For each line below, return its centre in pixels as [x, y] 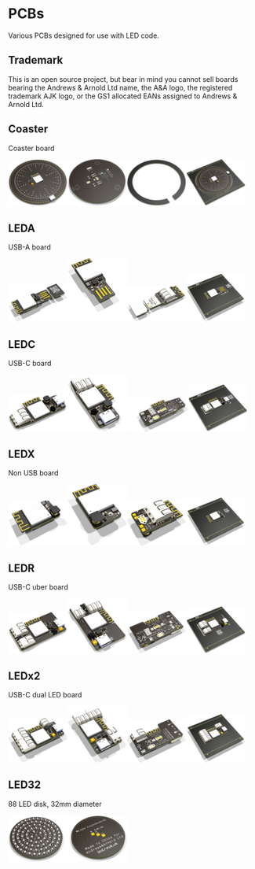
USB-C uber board [38, 587]
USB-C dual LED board [45, 695]
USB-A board [29, 247]
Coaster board [31, 148]
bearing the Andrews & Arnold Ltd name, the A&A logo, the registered [120, 87]
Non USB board [33, 473]
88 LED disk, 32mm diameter [55, 804]
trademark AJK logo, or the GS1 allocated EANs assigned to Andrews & [123, 96]
